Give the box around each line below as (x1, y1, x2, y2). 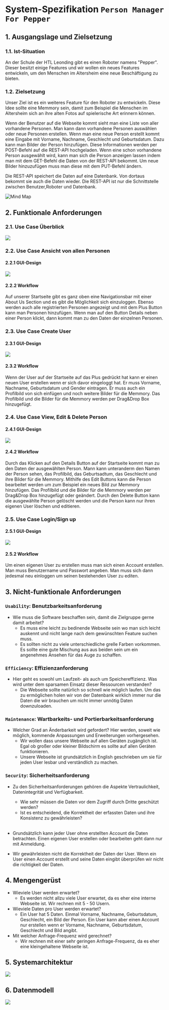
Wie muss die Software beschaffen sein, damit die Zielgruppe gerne (12, 614, 154, 620)
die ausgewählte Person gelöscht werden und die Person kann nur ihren (5, 497, 155, 503)
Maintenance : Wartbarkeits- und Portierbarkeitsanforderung (5, 716, 154, 723)
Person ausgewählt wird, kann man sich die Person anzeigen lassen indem (5, 152, 160, 159)
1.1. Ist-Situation (5, 48, 45, 55)
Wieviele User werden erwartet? (12, 889, 80, 896)
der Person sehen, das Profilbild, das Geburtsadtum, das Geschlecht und (5, 471, 157, 477)
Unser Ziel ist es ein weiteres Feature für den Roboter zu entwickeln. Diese (5, 100, 160, 106)
